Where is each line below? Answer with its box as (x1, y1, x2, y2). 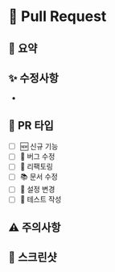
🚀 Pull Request (8, 7, 107, 26)
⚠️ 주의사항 (8, 220, 61, 234)
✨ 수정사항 (8, 71, 59, 85)
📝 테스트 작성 (19, 195, 62, 204)
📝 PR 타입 (8, 119, 54, 132)
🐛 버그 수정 (19, 152, 55, 161)
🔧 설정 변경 (19, 185, 55, 195)
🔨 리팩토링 (19, 161, 54, 172)
